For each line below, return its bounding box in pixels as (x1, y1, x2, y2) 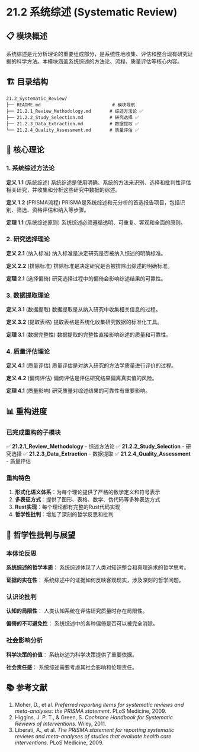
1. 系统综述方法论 (6, 164, 55, 172)
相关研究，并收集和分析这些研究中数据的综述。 (6, 186, 120, 193)
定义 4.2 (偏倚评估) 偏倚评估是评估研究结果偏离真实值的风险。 (6, 375, 158, 382)
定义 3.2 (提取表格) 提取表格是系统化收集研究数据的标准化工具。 (6, 318, 163, 326)
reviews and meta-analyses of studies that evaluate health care (14, 733, 172, 740)
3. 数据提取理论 (6, 291, 50, 299)
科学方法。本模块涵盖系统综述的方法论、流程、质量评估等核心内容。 (16, 58, 182, 65)
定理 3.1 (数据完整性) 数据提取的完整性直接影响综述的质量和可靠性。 (6, 331, 172, 339)
